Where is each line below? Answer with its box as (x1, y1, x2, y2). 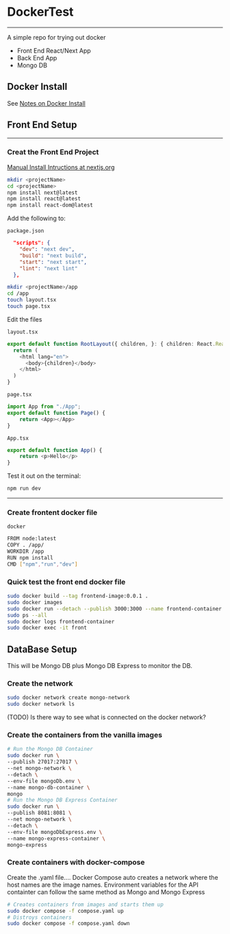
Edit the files (7, 315, 42, 323)
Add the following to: (7, 214, 66, 223)
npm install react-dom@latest (7, 202, 94, 209)
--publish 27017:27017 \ (7, 758, 78, 765)
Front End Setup (7, 119, 77, 131)
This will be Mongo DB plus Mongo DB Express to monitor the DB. (7, 662, 193, 670)
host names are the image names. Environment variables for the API (7, 881, 199, 889)
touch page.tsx (7, 303, 51, 310)
